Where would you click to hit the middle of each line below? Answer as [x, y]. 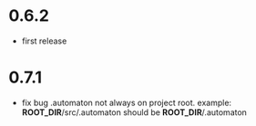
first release [44, 41]
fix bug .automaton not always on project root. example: [127, 102]
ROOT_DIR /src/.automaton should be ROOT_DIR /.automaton [134, 112]
